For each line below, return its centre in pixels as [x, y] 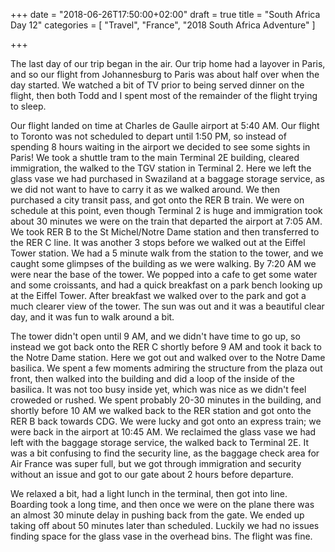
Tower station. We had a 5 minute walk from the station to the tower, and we [167, 253]
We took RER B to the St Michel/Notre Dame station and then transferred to [165, 232]
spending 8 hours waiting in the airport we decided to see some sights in [160, 147]
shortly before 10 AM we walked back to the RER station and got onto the [161, 410]
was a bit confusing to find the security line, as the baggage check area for [165, 453]
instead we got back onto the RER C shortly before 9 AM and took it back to [166, 347]
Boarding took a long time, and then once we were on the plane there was [162, 504]
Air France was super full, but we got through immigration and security [156, 463]
